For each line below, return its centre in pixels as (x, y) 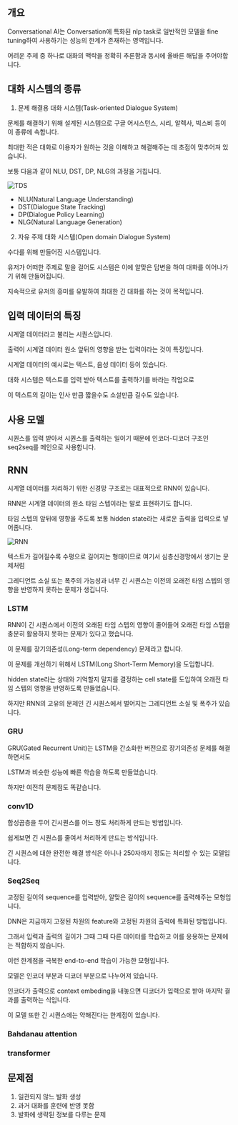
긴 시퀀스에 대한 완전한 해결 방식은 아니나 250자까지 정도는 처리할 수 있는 (109, 853)
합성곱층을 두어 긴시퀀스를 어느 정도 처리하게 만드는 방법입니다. (95, 822)
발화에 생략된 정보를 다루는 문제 (61, 1114)
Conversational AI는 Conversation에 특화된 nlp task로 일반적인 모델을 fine (113, 31)
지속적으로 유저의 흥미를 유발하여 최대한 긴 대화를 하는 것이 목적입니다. (105, 291)
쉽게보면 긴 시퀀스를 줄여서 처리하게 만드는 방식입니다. (83, 837)
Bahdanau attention (42, 1034)
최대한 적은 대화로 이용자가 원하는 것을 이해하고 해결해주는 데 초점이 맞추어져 (114, 147)
